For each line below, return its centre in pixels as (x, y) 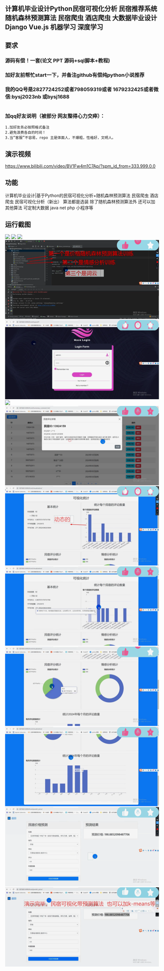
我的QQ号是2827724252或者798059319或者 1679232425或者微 (82, 89)
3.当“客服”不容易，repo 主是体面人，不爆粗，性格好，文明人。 (60, 138)
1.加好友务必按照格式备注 (27, 127)
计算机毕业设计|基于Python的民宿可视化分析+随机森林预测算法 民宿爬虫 (77, 195)
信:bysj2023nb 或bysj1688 (37, 97)
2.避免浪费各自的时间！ (26, 133)
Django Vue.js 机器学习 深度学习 (54, 27)
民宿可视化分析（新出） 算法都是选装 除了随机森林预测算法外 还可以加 (85, 201)
